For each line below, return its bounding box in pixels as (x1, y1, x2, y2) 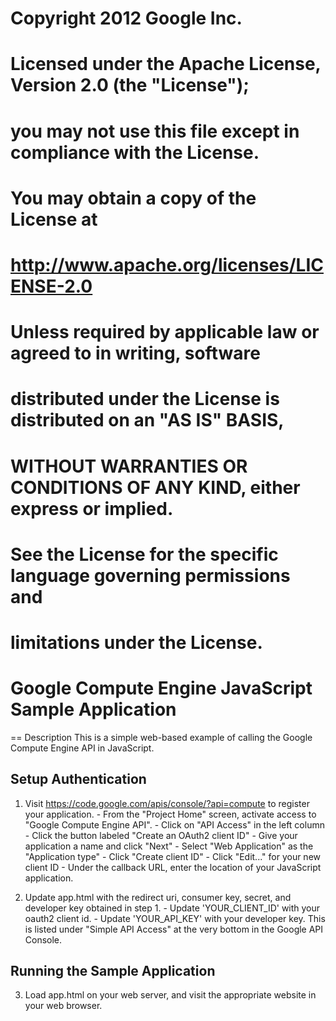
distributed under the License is (10, 388, 280, 411)
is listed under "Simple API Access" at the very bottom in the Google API (24, 923, 324, 935)
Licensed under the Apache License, (10, 53, 322, 76)
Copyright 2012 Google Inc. (10, 7, 243, 30)
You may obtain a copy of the (10, 187, 257, 209)
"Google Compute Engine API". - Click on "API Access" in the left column (24, 818, 325, 831)
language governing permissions (10, 564, 291, 587)
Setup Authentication (10, 771, 147, 788)
